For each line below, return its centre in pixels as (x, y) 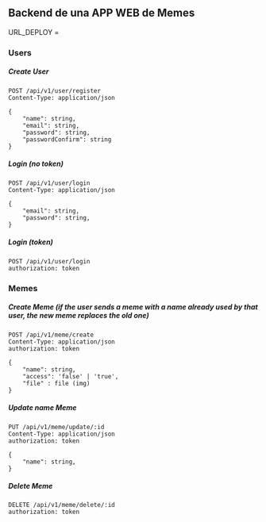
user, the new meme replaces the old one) (79, 316)
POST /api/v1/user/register (55, 90)
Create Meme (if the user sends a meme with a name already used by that (133, 307)
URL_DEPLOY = (34, 32)
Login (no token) (36, 164)
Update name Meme (42, 408)
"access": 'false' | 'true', (71, 376)
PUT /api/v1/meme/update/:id (56, 427)
